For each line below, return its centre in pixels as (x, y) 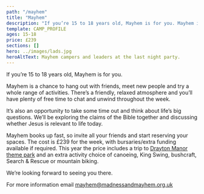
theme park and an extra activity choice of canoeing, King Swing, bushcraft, (102, 155)
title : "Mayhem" (27, 18)
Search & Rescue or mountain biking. (53, 161)
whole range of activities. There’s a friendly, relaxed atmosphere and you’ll (100, 92)
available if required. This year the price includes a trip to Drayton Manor (97, 148)
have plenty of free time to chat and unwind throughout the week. (89, 99)
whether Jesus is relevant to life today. (55, 123)
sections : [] (23, 46)
